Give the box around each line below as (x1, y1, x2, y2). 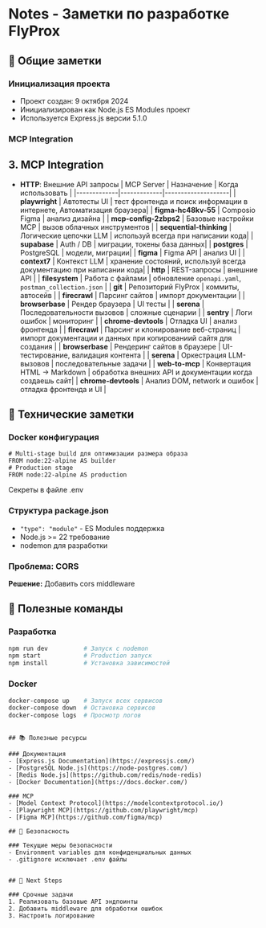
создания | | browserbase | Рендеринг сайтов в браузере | (19, 341, 221, 351)
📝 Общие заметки (8, 54, 102, 67)
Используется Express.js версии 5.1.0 (19, 113, 147, 123)
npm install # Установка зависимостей (8, 660, 171, 668)
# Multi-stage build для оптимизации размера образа (8, 450, 188, 458)
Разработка (8, 626, 57, 637)
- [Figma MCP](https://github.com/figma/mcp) (8, 813, 163, 822)
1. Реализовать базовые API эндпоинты (8, 897, 138, 906)
